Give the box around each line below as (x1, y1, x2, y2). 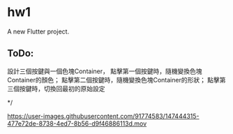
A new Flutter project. (7, 27, 70, 36)
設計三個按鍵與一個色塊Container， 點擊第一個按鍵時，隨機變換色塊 (7, 67, 202, 75)
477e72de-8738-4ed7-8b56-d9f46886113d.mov (7, 119, 147, 128)
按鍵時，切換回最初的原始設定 (19, 84, 105, 93)
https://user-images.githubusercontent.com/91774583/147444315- (7, 112, 200, 120)
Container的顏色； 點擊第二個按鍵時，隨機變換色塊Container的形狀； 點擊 (7, 75, 220, 84)
